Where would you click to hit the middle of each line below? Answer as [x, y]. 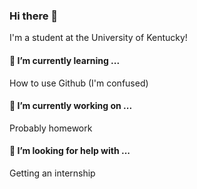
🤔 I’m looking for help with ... [70, 151]
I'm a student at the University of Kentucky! [98, 38]
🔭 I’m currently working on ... [71, 106]
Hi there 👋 [34, 16]
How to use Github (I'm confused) [79, 83]
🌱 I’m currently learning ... [65, 60]
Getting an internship [52, 173]
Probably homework [51, 128]
